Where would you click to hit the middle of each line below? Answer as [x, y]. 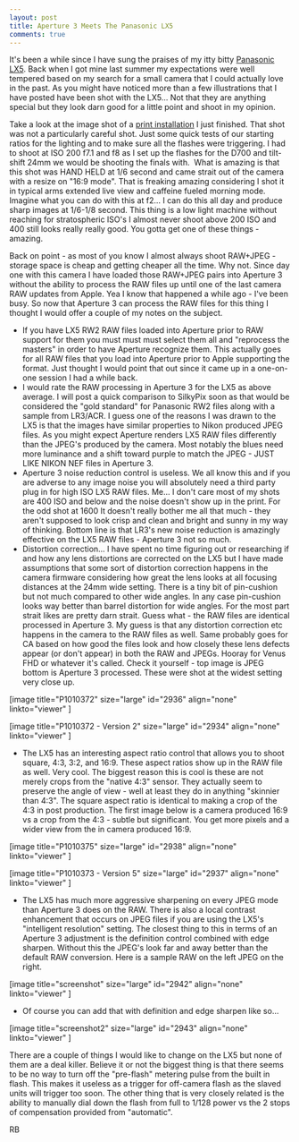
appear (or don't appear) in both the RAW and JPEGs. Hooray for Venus [154, 653]
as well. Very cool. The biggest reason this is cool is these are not [143, 772]
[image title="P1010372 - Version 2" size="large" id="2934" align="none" [145, 727]
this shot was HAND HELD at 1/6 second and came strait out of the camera [146, 172]
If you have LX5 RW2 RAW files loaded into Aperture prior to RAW [143, 330]
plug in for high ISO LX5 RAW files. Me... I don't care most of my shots [151, 492]
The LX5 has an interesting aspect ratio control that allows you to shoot [153, 754]
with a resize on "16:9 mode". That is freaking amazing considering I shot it [147, 182]
